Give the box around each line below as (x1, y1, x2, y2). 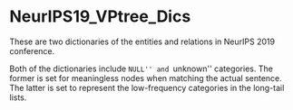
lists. (9, 92, 27, 103)
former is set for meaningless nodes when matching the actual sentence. (9, 72, 283, 83)
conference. (9, 45, 55, 56)
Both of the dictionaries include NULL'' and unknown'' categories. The (9, 63, 274, 74)
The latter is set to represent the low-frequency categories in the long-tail (9, 82, 285, 93)
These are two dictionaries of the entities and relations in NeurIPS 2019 (9, 36, 275, 47)
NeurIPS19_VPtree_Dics (9, 6, 191, 27)
